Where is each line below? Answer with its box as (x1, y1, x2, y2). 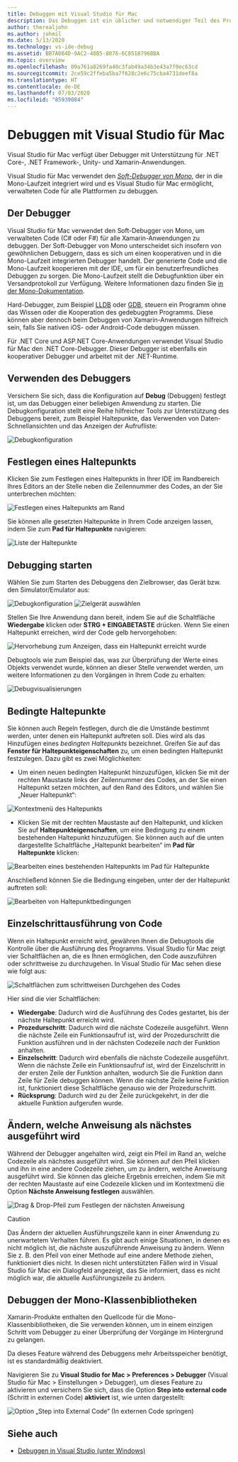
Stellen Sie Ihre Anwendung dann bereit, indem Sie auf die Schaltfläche (7, 613, 215, 622)
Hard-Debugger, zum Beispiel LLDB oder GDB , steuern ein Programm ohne (7, 300, 227, 309)
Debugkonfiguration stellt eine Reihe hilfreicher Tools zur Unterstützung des (7, 406, 229, 415)
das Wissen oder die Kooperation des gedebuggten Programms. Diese (7, 308, 214, 316)
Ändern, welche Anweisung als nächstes (7, 1120, 192, 1132)
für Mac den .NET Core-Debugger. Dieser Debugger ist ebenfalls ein (7, 344, 208, 352)
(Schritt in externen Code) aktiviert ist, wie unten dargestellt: (7, 1393, 186, 1402)
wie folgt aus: (7, 967, 47, 975)
